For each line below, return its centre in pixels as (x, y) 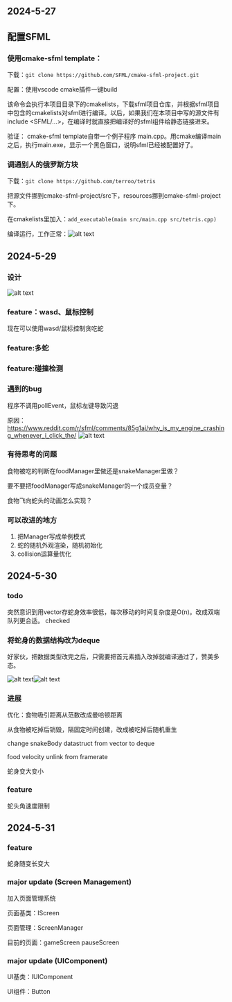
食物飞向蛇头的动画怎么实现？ (50, 500)
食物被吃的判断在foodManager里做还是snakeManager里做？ (93, 470)
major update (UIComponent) (57, 960)
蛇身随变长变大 (28, 864)
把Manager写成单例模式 (51, 536)
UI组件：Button (29, 991)
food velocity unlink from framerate (58, 757)
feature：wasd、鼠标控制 (50, 312)
